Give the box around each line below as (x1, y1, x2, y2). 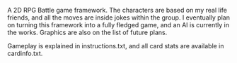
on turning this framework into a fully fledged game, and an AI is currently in (7, 21, 230, 29)
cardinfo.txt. (7, 49, 43, 57)
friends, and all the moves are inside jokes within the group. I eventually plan (7, 13, 230, 22)
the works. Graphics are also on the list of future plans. (7, 28, 168, 36)
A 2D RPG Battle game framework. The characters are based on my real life (7, 6, 228, 14)
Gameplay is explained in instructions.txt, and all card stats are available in (7, 42, 224, 50)
